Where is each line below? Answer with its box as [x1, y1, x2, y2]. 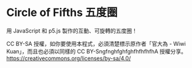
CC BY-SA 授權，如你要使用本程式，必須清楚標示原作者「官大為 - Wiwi [6, 40, 186, 47]
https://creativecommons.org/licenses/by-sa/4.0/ [6, 55, 131, 62]
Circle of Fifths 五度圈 [6, 6, 118, 20]
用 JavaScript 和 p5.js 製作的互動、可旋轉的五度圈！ [6, 27, 138, 34]
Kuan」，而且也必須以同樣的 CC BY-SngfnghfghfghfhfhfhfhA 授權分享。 [6, 47, 187, 55]
